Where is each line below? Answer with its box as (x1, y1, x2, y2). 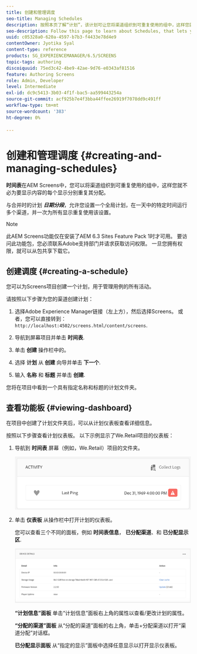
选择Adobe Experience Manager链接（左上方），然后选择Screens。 (14, 308, 177, 315)
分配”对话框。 (19, 629, 53, 636)
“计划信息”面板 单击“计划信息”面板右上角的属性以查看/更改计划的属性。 (14, 609, 188, 616)
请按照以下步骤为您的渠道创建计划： (6, 295, 94, 302)
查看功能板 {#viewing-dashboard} (6, 403, 133, 413)
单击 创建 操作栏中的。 (14, 346, 69, 353)
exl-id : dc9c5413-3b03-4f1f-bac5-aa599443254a (6, 90, 122, 96)
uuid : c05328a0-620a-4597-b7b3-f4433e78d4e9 (6, 34, 117, 41)
